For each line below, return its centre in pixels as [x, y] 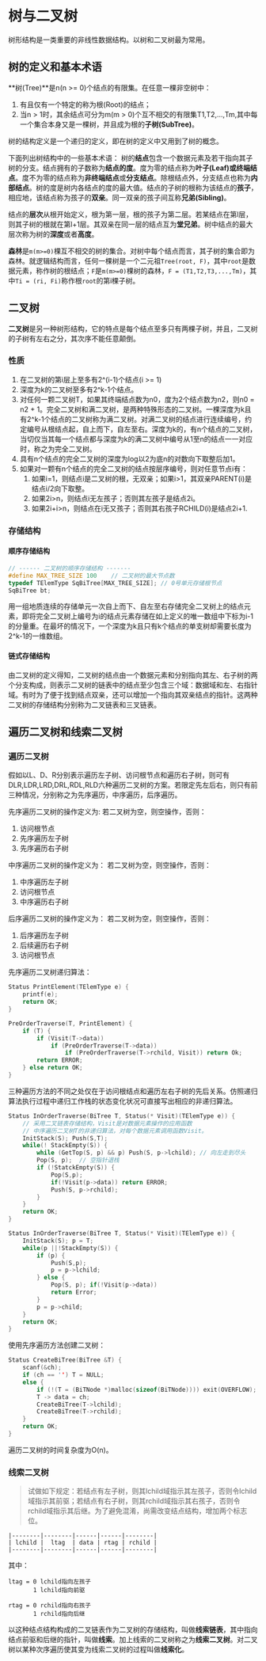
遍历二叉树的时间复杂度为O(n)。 [61, 1450]
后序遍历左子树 [44, 936]
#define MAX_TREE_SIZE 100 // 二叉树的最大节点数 [92, 576]
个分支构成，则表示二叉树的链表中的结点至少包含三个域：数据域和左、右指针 [133, 685]
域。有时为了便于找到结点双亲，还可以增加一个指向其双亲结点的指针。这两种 [133, 694]
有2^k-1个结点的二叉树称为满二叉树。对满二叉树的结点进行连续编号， [132, 419]
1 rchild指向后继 [59, 1614]
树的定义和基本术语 [55, 67]
